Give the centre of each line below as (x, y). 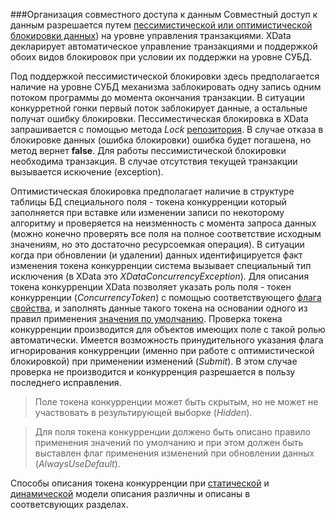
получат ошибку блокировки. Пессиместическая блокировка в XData (159, 118)
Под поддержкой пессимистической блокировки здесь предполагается (165, 76)
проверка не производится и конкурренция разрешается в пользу (153, 372)
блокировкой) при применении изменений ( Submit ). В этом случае (154, 361)
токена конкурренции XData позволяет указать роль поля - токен (151, 287)
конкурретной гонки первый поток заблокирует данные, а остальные (159, 108)
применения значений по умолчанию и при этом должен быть (169, 442)
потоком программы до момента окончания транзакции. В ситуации (157, 97)
